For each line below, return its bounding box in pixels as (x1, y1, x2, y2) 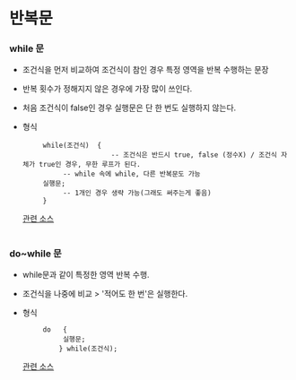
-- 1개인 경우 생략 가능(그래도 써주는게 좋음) (62, 189, 213, 198)
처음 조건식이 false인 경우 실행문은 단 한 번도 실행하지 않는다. (22, 102, 237, 113)
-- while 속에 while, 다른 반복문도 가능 (62, 169, 201, 179)
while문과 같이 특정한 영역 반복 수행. (22, 270, 150, 281)
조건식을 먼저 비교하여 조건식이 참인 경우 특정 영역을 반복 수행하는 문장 (22, 65, 269, 75)
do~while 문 (9, 247, 63, 260)
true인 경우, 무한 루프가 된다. (39, 160, 141, 169)
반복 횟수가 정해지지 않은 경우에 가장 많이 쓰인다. (22, 83, 193, 94)
